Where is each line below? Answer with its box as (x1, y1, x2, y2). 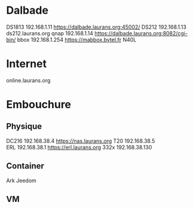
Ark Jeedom (6, 177, 37, 184)
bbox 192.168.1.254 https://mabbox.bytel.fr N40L (17, 36, 137, 43)
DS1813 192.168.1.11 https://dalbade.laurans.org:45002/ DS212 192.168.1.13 (6, 23, 187, 30)
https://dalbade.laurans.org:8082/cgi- (94, 29, 188, 36)
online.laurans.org (6, 77, 51, 84)
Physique (6, 121, 42, 131)
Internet (6, 57, 47, 71)
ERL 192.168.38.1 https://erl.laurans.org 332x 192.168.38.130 (6, 143, 152, 151)
